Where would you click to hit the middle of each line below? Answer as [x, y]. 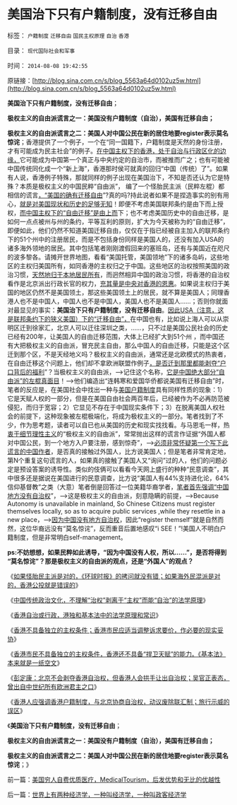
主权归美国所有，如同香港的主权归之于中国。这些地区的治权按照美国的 [121, 265]
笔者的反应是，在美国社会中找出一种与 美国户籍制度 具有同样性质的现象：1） [117, 389]
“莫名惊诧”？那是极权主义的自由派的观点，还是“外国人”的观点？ [101, 561]
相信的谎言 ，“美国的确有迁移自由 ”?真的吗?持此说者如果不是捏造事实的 [109, 195]
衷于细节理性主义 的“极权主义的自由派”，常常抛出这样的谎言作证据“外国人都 [116, 434]
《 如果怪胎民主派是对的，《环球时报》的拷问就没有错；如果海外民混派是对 [114, 576]
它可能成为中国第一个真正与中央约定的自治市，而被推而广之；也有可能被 [125, 159]
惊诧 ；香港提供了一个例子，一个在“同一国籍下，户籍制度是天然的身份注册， [117, 141]
